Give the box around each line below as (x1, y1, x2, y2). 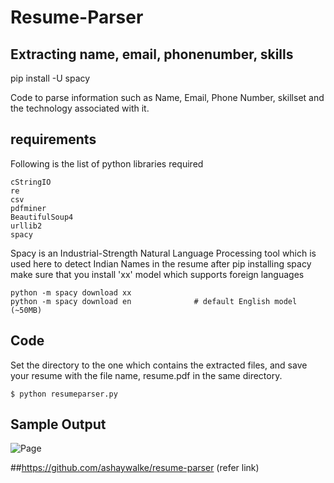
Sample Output (10, 416, 107, 433)
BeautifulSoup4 (10, 212, 74, 222)
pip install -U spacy (10, 72, 91, 84)
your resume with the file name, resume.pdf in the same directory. (10, 369, 283, 381)
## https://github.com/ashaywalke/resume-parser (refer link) (10, 462, 260, 474)
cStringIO (10, 177, 52, 187)
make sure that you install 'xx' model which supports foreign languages (10, 268, 305, 280)
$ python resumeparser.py (10, 389, 118, 399)
